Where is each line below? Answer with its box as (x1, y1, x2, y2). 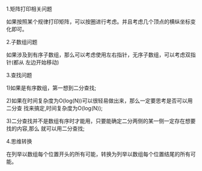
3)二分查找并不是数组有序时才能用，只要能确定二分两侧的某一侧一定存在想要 (6, 117, 196, 125)
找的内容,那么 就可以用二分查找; (6, 125, 85, 132)
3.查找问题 (6, 72, 32, 78)
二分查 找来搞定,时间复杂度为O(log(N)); (6, 105, 103, 111)
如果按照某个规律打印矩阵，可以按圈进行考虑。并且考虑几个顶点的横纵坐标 (6, 18, 191, 25)
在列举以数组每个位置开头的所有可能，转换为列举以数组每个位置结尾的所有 (6, 151, 191, 158)
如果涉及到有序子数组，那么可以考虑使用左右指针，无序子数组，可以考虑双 (6, 51, 191, 58)
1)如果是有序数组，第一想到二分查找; (6, 84, 97, 92)
